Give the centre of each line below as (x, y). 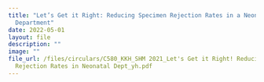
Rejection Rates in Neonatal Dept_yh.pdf (84, 66)
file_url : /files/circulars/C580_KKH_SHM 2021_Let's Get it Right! (121, 59)
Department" (35, 23)
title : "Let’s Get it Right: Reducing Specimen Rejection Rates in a (125, 15)
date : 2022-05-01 (37, 30)
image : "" (24, 52)
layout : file (29, 37)
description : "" (35, 45)
